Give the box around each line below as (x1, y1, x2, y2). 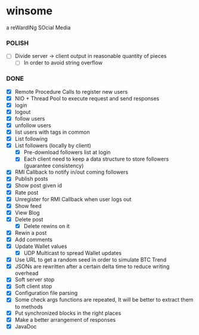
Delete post (14, 216, 43, 223)
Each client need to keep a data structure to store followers (23, 155, 169, 162)
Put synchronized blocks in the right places (14, 309, 122, 316)
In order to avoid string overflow (23, 59, 103, 66)
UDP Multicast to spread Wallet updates (23, 250, 122, 257)
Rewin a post (14, 229, 47, 236)
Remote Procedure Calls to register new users (14, 88, 128, 95)
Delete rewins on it (23, 222, 70, 229)
